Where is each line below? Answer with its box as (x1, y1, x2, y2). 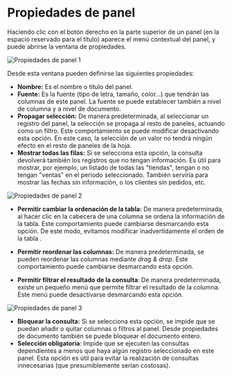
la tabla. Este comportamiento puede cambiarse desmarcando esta (17, 219, 209, 227)
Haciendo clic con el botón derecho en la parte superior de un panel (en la (7, 28, 220, 36)
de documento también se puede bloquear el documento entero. (17, 332, 202, 340)
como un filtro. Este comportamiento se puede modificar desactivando (17, 126, 220, 135)
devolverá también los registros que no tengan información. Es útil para (17, 156, 222, 164)
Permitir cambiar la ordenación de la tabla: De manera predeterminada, (17, 205, 224, 213)
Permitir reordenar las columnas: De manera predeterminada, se (17, 247, 204, 256)
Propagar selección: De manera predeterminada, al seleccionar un (17, 112, 209, 120)
